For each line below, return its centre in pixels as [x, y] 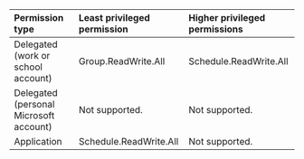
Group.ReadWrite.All [122, 61]
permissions [216, 29]
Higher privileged [227, 18]
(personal [34, 104]
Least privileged [114, 18]
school [28, 67]
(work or [32, 56]
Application [38, 141]
